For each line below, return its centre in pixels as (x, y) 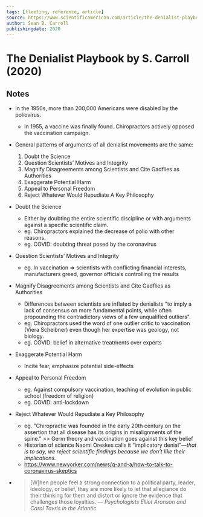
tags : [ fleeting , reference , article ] (55, 12)
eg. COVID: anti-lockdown (56, 403)
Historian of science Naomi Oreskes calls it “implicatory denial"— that (110, 445)
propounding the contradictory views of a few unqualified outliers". (108, 317)
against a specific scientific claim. (66, 225)
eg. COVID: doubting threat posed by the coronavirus (90, 244)
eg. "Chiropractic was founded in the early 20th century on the (102, 426)
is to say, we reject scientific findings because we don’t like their (105, 452)
